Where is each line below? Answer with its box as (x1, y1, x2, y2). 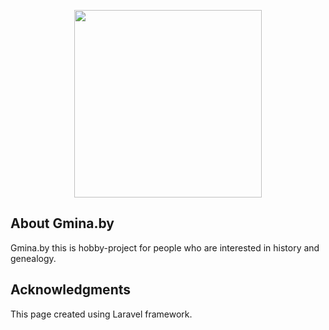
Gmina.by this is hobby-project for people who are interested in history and (10, 241, 320, 254)
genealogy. (10, 252, 57, 264)
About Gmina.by (10, 215, 115, 232)
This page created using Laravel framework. (10, 308, 193, 320)
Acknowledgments (10, 281, 132, 299)
